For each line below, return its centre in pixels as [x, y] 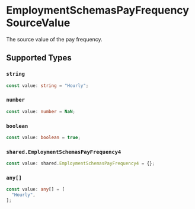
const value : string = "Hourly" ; [47, 86]
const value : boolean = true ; [44, 137]
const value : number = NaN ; [41, 111]
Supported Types [39, 58]
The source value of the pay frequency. [54, 39]
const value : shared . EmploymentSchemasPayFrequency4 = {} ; [81, 163]
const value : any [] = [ [36, 189]
